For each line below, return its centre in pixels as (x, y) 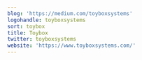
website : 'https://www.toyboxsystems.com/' (72, 46)
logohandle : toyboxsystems (47, 20)
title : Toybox (28, 33)
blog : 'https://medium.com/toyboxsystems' (70, 13)
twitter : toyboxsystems (42, 39)
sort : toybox (26, 26)
